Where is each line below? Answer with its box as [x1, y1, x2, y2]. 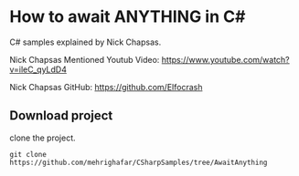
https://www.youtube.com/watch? [161, 54, 290, 65]
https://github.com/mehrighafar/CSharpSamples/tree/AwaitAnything [9, 158, 268, 167]
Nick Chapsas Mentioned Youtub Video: [9, 54, 160, 65]
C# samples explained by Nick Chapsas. [9, 36, 162, 47]
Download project [9, 108, 113, 124]
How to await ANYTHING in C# [9, 6, 246, 27]
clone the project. [9, 132, 76, 143]
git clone [9, 150, 48, 159]
